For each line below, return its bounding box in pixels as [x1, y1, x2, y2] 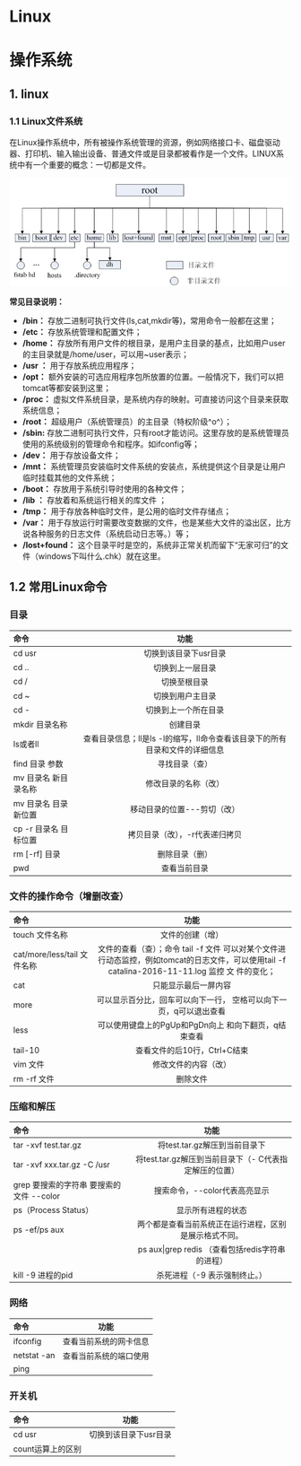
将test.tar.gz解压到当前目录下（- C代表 [135, 1154, 280, 1165]
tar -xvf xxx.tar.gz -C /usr [13, 1159, 110, 1170]
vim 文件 [13, 1059, 45, 1069]
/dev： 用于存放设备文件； [21, 449, 121, 460]
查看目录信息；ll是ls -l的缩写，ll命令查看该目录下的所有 [83, 733, 287, 744]
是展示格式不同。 [180, 1230, 244, 1241]
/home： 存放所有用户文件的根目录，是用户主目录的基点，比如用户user [21, 337, 286, 348]
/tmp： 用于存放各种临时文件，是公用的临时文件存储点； [21, 505, 231, 517]
